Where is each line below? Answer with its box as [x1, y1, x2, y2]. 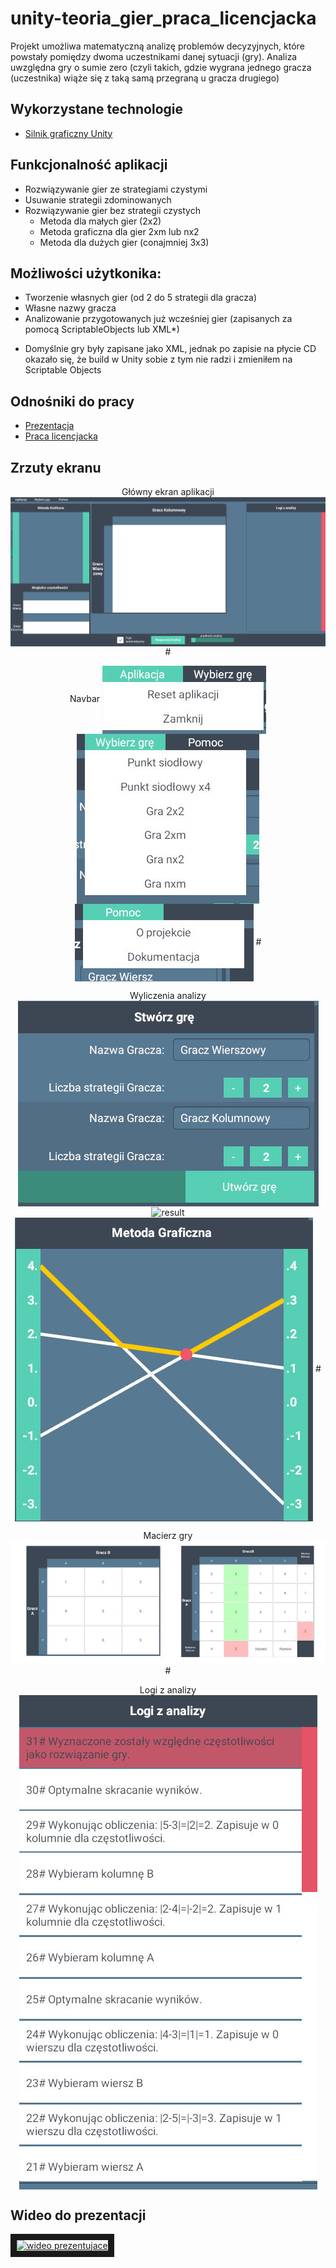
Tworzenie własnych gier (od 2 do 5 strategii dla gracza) [24, 292, 258, 304]
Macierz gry [143, 1530, 193, 1542]
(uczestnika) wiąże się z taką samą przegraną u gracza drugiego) [10, 72, 280, 84]
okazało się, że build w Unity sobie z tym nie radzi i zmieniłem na [24, 353, 293, 366]
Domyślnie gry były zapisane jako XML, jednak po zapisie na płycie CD [24, 343, 317, 355]
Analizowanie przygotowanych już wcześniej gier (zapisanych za [24, 313, 293, 325]
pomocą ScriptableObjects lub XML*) [24, 323, 180, 336]
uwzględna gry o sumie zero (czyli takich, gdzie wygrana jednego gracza [10, 61, 312, 73]
